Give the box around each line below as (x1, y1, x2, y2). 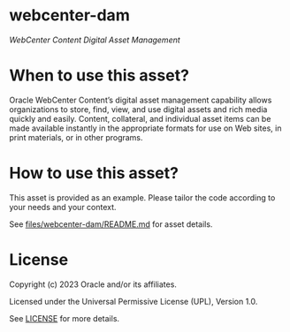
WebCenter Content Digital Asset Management (9, 34, 181, 45)
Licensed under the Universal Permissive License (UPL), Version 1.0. (9, 296, 258, 306)
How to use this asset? (9, 163, 179, 184)
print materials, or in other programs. (9, 132, 143, 142)
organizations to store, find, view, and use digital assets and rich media (9, 103, 268, 115)
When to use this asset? (9, 65, 190, 86)
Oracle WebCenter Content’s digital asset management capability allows (9, 94, 272, 105)
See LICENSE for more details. (9, 313, 120, 323)
